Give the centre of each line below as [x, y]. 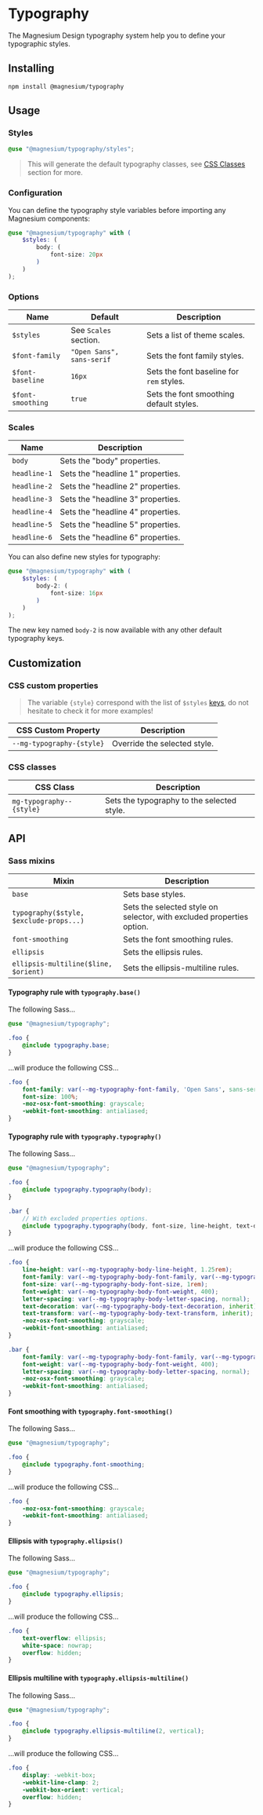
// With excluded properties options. [85, 1218]
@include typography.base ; [66, 1045]
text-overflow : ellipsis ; [65, 1638]
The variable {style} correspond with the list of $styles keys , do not [138, 703]
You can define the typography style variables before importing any [117, 210]
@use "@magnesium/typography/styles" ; [71, 149]
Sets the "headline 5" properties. [120, 525]
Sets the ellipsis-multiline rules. [181, 968]
